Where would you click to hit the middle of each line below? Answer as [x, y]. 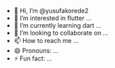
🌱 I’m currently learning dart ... [58, 25]
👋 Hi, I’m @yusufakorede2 [51, 11]
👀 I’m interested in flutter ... [53, 18]
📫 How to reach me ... [46, 41]
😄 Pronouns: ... [36, 51]
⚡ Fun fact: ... [33, 58]
